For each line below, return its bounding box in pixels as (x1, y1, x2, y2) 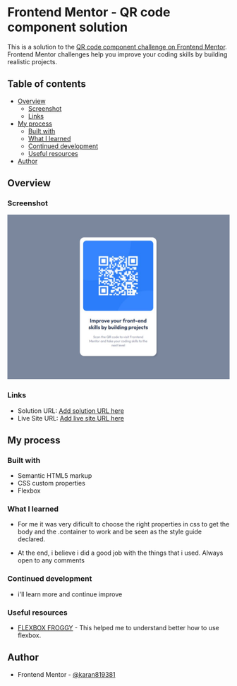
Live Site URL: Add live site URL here (17, 414, 125, 422)
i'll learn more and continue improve (17, 590, 123, 598)
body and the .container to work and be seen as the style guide (17, 527, 202, 536)
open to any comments (17, 556, 85, 565)
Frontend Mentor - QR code (7, 4, 171, 20)
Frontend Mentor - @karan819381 (17, 670, 116, 678)
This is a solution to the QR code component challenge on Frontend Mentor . (7, 42, 227, 51)
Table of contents (7, 78, 86, 90)
